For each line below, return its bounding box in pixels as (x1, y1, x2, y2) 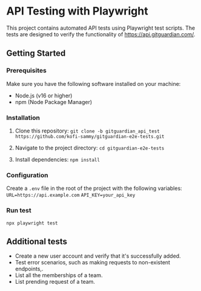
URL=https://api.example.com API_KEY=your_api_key (6, 192, 136, 198)
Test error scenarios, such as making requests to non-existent (15, 259, 171, 266)
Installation (6, 113, 41, 122)
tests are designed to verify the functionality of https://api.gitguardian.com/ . (6, 30, 196, 38)
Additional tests (6, 236, 68, 246)
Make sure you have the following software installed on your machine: (6, 80, 181, 87)
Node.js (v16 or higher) (15, 92, 73, 99)
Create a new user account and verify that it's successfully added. (15, 252, 181, 260)
